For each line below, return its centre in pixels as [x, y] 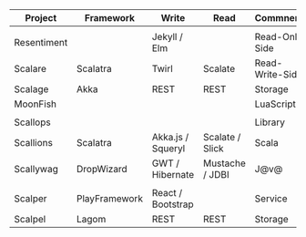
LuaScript [275, 104]
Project [41, 18]
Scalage [31, 89]
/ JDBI [216, 175]
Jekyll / [168, 37]
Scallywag [36, 169]
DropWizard [102, 169]
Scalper [31, 198]
